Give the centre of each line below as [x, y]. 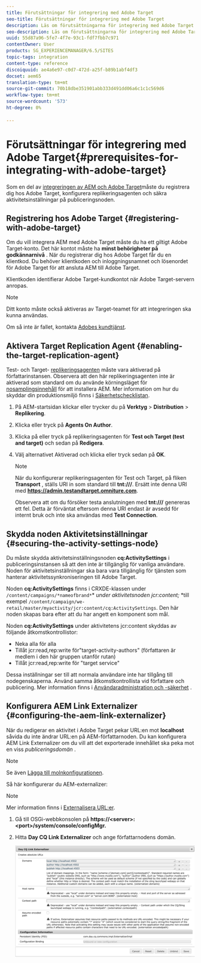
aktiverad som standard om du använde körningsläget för [77, 383]
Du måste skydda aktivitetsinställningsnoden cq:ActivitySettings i [88, 558]
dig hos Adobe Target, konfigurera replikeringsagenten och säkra [87, 193]
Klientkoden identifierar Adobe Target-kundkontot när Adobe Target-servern [100, 279]
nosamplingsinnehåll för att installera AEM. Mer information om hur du [92, 389]
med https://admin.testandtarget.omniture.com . [77, 491]
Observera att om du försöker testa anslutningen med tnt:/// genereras [102, 502]
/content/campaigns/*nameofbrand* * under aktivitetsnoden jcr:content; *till [98, 595]
